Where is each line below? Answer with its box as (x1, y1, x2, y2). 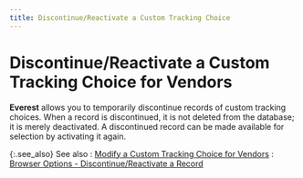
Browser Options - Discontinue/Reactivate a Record (9, 158, 204, 169)
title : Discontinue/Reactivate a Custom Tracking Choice (9, 13, 231, 23)
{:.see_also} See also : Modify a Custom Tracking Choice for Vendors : (9, 148, 274, 159)
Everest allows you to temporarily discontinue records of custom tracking (9, 102, 287, 113)
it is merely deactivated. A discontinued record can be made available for (9, 121, 285, 132)
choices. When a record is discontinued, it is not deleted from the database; (9, 111, 295, 123)
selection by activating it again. (9, 131, 126, 142)
